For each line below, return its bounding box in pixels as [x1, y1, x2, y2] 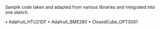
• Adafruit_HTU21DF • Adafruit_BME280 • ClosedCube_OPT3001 [5, 19, 138, 25]
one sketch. [5, 9, 29, 15]
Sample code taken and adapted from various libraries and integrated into [5, 4, 156, 10]
